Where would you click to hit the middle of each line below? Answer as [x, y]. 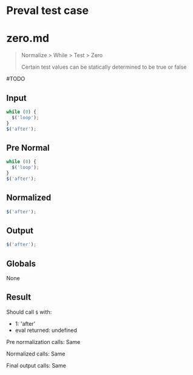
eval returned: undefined [46, 330]
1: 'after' [25, 323]
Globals [21, 263]
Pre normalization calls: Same [43, 342]
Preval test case [48, 11]
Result [19, 298]
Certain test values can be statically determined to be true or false [104, 67]
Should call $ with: [29, 312]
